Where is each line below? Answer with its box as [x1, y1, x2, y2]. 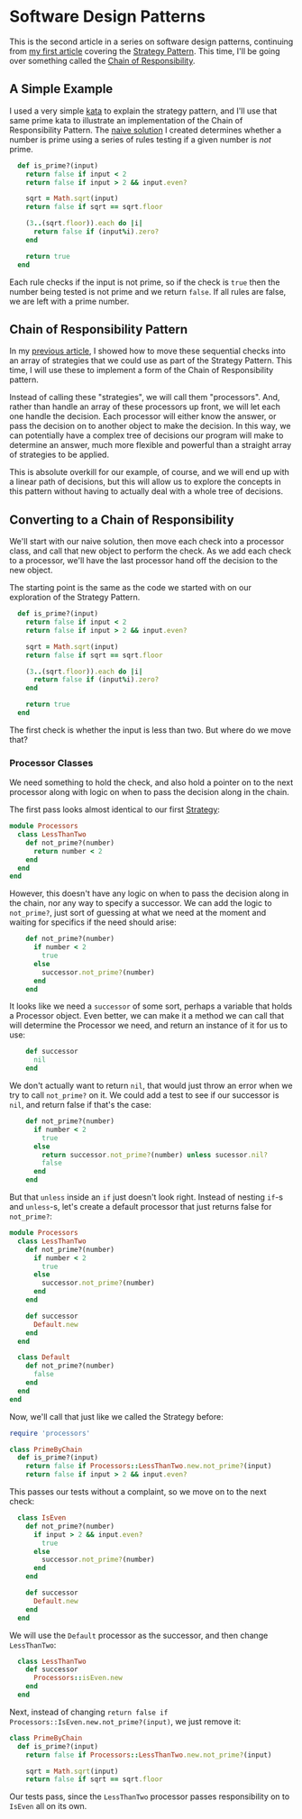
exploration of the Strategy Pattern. [9, 592, 141, 603]
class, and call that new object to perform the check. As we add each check [9, 545, 291, 556]
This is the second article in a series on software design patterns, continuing [9, 36, 294, 47]
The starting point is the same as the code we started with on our [9, 582, 252, 593]
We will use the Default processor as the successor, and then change [9, 1630, 269, 1641]
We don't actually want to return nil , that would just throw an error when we [9, 1080, 293, 1092]
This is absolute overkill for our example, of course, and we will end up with [9, 467, 290, 478]
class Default [17, 1353, 70, 1362]
